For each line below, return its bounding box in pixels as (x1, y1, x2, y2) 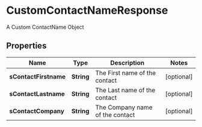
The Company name (95, 103, 153, 111)
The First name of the (95, 68, 156, 77)
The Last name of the (95, 86, 156, 94)
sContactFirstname (9, 72, 66, 81)
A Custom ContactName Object (6, 23, 84, 31)
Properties (6, 41, 47, 51)
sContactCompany (9, 107, 65, 115)
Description (110, 58, 145, 66)
